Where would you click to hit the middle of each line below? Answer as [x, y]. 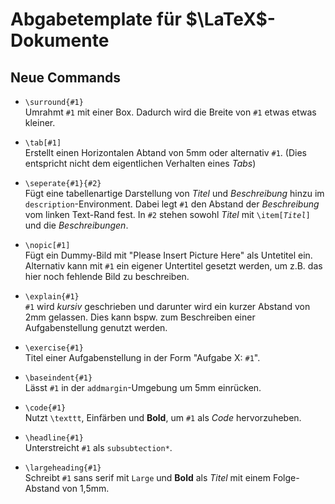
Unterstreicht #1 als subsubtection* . [98, 447]
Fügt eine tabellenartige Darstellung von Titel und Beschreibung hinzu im [174, 193]
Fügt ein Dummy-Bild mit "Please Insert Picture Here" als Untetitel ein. [168, 255]
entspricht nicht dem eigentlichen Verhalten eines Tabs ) [140, 163]
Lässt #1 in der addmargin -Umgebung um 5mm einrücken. [143, 387]
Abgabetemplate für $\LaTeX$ [139, 19]
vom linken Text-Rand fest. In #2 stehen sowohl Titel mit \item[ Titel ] [167, 214]
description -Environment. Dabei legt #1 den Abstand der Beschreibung [172, 204]
